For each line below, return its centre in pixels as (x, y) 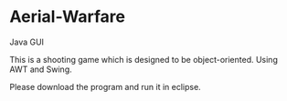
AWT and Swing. (41, 69)
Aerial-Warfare (68, 17)
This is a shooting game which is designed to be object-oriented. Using (144, 59)
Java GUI (27, 42)
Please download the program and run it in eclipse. (105, 86)
